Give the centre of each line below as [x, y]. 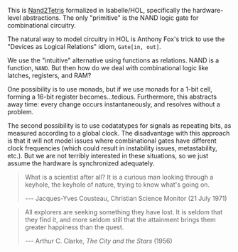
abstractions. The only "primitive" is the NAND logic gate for [110, 18]
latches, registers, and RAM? [49, 75]
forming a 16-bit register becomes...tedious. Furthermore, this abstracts [112, 97]
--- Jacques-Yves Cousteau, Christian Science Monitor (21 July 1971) [126, 198]
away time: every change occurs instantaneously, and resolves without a [114, 104]
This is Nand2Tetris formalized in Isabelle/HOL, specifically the [99, 10]
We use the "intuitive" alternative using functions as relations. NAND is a [113, 60]
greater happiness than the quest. [74, 227]
